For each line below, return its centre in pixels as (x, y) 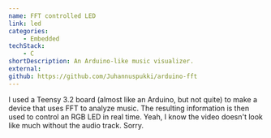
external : (25, 69)
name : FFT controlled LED (52, 16)
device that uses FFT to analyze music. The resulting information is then (129, 108)
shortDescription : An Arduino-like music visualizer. (101, 62)
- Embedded (41, 39)
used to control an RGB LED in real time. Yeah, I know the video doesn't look (136, 116)
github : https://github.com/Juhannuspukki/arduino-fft (103, 76)
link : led (25, 24)
